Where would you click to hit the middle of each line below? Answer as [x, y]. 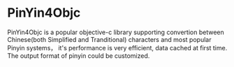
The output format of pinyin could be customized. [79, 55]
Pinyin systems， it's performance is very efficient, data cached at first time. [117, 47]
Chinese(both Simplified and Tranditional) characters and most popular [109, 39]
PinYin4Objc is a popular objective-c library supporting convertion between [116, 32]
